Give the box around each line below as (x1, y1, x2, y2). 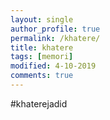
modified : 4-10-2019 (10, 61, 97, 71)
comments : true (10, 71, 74, 81)
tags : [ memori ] (10, 52, 74, 62)
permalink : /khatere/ (10, 33, 101, 43)
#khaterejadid (10, 97, 68, 110)
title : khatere (10, 42, 74, 53)
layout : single (10, 14, 74, 25)
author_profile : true (10, 24, 101, 34)
